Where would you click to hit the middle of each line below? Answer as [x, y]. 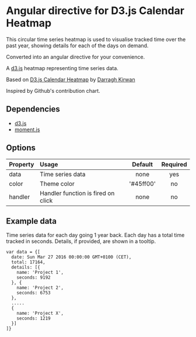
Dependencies [33, 109]
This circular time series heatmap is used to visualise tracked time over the [96, 39]
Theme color [57, 183]
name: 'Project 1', [40, 273]
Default [143, 164]
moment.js [27, 129]
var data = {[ [23, 252]
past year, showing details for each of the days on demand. [77, 46]
